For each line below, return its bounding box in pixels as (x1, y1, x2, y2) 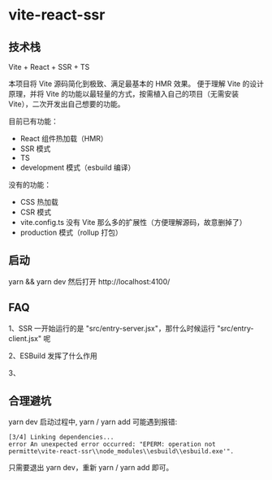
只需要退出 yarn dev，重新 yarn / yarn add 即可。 (8, 463, 174, 473)
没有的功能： (8, 180, 51, 189)
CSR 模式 (19, 207, 51, 217)
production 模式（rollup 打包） (19, 227, 123, 237)
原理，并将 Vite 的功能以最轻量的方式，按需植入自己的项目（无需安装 (8, 89, 240, 98)
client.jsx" (8, 333, 42, 343)
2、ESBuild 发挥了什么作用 (8, 351, 97, 361)
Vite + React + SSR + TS (8, 63, 90, 71)
